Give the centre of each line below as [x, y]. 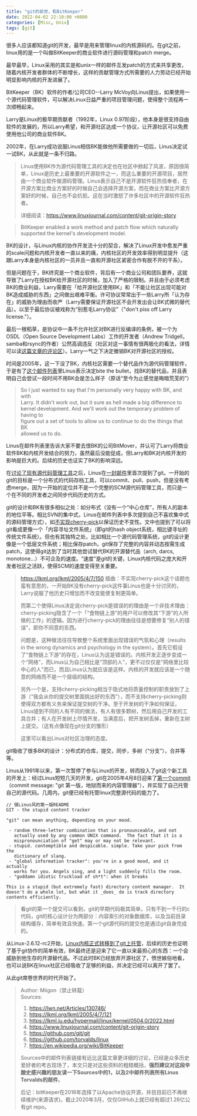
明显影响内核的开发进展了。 [40, 80]
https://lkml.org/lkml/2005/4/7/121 [70, 1014]
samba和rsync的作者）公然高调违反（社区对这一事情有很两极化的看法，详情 [98, 344]
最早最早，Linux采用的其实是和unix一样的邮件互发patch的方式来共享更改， [96, 65]
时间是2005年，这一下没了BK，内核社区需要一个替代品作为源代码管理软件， [98, 364]
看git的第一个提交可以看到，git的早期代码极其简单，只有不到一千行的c [105, 909]
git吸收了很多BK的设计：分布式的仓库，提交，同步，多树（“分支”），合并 [93, 751]
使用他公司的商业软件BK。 [38, 134]
